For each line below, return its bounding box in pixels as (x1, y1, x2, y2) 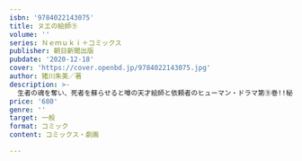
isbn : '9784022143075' (9, 13, 94, 22)
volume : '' (9, 30, 50, 39)
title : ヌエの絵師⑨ (9, 22, 78, 31)
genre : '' (9, 105, 47, 114)
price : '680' (9, 96, 58, 106)
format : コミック (9, 122, 69, 131)
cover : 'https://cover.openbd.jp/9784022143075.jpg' (9, 64, 211, 73)
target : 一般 (9, 113, 56, 122)
